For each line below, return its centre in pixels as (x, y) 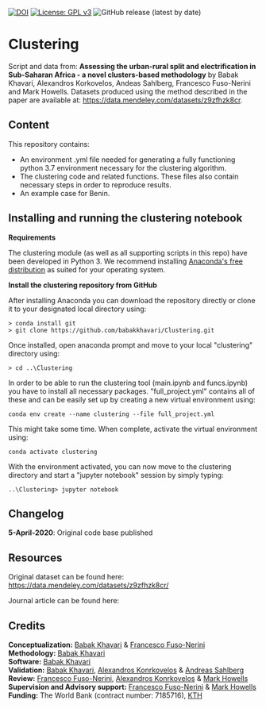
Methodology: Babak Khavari (57, 653)
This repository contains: (49, 144)
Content (29, 125)
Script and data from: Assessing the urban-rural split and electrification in (132, 66)
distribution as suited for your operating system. (87, 269)
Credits (27, 626)
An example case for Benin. (65, 193)
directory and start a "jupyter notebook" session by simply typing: (116, 475)
